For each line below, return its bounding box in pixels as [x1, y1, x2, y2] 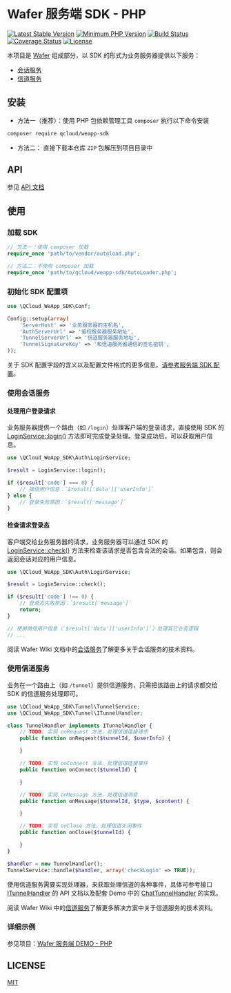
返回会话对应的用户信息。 [7, 555, 80, 563]
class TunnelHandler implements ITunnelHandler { [7, 722, 153, 729]
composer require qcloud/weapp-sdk [7, 130, 110, 137]
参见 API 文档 [7, 183, 45, 191]
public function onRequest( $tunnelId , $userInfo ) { [19, 735, 171, 742]
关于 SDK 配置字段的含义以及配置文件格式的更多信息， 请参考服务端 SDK [7, 360, 212, 369]
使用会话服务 [7, 388, 50, 398]
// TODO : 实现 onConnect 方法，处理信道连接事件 [19, 760, 148, 767]
